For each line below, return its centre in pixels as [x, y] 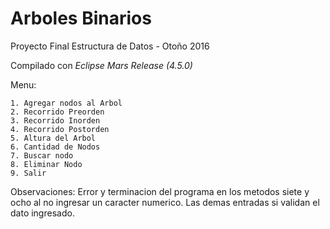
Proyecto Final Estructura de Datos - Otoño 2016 [110, 46]
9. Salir [28, 173]
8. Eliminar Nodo [46, 164]
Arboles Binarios [81, 18]
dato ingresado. [42, 213]
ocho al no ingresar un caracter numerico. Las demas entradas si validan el [165, 202]
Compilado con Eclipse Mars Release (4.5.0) [101, 65]
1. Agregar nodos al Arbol [66, 103]
